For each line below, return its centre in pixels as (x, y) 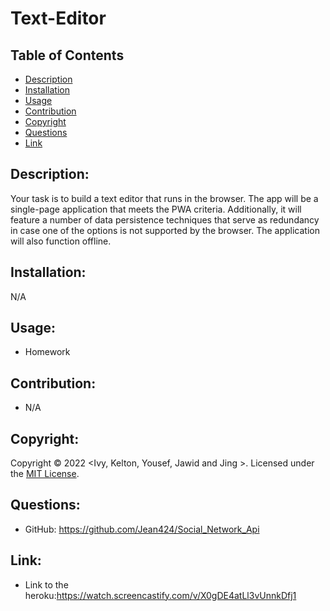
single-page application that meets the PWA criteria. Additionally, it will (156, 209)
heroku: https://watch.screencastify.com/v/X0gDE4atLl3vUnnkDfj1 (160, 595)
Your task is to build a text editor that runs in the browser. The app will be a (164, 198)
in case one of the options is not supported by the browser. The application (165, 230)
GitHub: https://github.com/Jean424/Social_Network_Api (142, 529)
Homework (47, 352)
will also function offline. (61, 241)
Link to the (46, 584)
